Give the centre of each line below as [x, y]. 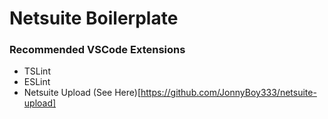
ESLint [37, 82]
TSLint [37, 71]
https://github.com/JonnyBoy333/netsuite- [228, 93]
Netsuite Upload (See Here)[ [82, 93]
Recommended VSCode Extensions [97, 50]
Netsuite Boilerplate [94, 18]
